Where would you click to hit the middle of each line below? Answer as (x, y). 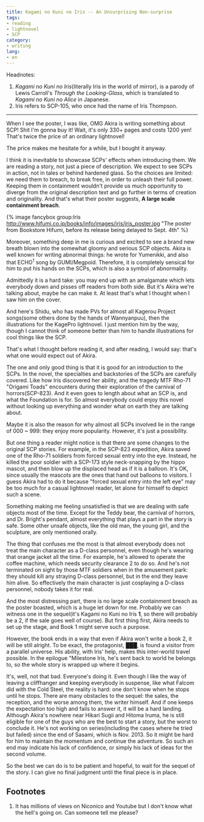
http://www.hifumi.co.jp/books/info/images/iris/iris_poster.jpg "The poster (99, 223)
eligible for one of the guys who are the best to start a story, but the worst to (102, 722)
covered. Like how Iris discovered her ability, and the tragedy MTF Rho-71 (99, 381)
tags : (13, 18)
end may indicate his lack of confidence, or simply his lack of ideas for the (99, 748)
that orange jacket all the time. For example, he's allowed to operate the (96, 557)
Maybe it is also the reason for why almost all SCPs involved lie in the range (101, 424)
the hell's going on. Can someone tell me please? (76, 813)
